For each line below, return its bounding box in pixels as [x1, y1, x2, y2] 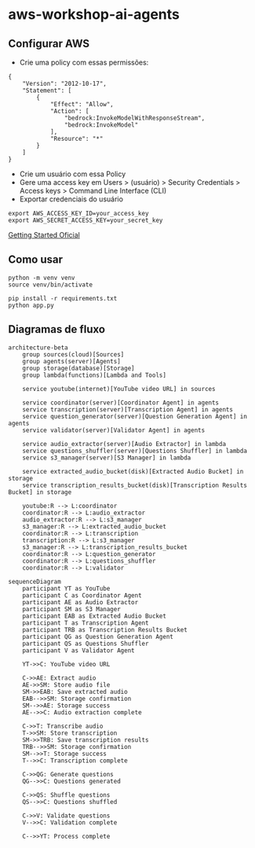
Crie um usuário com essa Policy [19, 169, 126, 179]
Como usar [8, 253, 64, 267]
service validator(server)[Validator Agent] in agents [22, 426, 206, 434]
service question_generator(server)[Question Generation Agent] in [22, 412, 247, 420]
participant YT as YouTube [22, 584, 111, 592]
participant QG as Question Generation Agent [22, 632, 174, 640]
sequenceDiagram [8, 577, 61, 585]
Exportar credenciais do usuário [19, 194, 124, 204]
